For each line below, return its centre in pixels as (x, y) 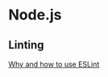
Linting (26, 45)
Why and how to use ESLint (54, 64)
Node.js (35, 15)
